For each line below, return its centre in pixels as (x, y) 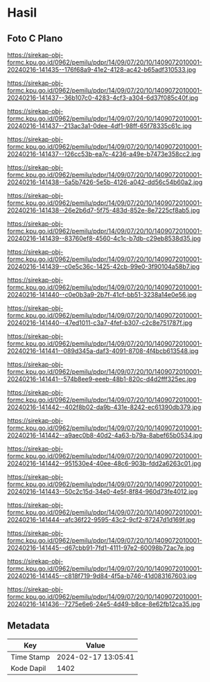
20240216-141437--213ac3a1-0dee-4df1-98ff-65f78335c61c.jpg (99, 126)
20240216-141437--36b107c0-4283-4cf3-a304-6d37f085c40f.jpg (103, 98)
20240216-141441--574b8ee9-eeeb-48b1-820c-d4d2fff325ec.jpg (102, 379)
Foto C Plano (35, 38)
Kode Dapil (28, 668)
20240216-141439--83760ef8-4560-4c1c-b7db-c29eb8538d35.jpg (104, 238)
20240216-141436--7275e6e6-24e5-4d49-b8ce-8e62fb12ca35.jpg (104, 604)
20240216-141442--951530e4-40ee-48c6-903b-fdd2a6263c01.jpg (104, 463)
